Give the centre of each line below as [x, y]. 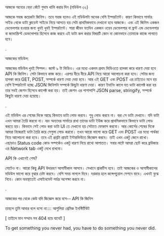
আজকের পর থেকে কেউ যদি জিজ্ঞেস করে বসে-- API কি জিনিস [49, 198]
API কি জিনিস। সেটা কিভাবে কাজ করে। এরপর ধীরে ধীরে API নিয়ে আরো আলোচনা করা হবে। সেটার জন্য [80, 74]
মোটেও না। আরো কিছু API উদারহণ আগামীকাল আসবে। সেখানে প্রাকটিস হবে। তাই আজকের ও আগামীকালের [81, 168]
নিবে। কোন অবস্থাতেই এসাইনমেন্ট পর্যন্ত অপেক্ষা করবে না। [46, 179]
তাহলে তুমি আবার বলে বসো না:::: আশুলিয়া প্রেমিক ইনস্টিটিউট [47, 208]
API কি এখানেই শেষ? [21, 158]
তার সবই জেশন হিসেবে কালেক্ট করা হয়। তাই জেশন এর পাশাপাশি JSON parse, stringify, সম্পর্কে [78, 90]
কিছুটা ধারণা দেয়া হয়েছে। [23, 96]
